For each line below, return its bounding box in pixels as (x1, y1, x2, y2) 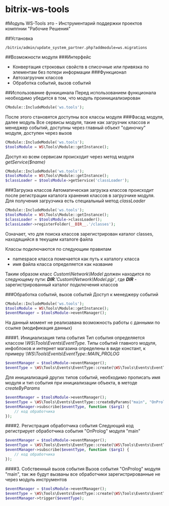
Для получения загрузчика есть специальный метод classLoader (5, 198, 146, 204)
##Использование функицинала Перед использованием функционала (5, 89, 156, 95)
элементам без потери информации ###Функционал (12, 69, 127, 75)
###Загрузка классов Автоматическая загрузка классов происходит (5, 187, 154, 193)
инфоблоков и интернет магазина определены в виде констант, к (5, 346, 146, 352)
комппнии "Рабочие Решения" (5, 25, 71, 31)
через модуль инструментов (5, 476, 67, 482)
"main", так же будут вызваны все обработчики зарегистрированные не (5, 471, 160, 477)
